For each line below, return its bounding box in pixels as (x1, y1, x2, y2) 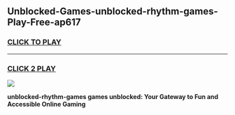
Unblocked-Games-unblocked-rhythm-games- (7, 6, 218, 17)
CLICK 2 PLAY (7, 63, 56, 73)
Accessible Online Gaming (7, 100, 86, 108)
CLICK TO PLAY (7, 38, 62, 47)
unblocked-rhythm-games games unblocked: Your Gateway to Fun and (7, 92, 219, 100)
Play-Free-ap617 (7, 17, 81, 29)
